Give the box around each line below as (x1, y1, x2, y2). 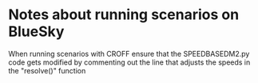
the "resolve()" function (8, 65, 86, 75)
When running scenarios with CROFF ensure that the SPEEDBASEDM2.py (8, 49, 250, 58)
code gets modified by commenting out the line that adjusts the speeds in (8, 57, 251, 67)
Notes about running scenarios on (8, 6, 240, 24)
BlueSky (8, 22, 65, 41)
